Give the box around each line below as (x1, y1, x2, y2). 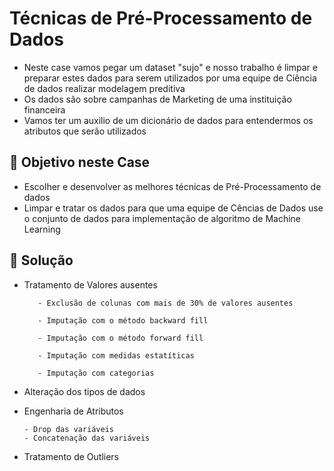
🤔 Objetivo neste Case (9, 154, 151, 171)
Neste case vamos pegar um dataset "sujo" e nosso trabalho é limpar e (23, 61, 318, 73)
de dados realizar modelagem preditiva (23, 82, 186, 94)
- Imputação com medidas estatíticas (37, 350, 195, 361)
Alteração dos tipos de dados (23, 385, 146, 397)
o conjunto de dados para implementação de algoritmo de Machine (23, 212, 302, 224)
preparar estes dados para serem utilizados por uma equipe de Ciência (23, 72, 317, 84)
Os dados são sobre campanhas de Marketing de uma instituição (23, 93, 292, 105)
